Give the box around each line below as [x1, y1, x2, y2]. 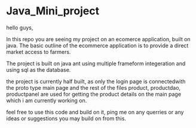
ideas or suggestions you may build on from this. [6, 115, 127, 122]
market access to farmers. [6, 48, 71, 55]
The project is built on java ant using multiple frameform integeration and [6, 60, 186, 67]
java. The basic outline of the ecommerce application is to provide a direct [6, 42, 189, 49]
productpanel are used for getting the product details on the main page [6, 90, 181, 97]
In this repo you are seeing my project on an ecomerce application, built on [6, 35, 191, 42]
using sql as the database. [6, 66, 71, 73]
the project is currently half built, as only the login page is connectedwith [6, 78, 186, 85]
